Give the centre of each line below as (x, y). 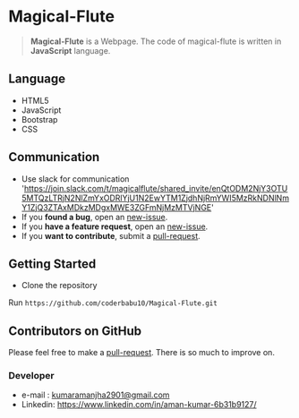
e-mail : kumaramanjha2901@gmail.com (95, 395)
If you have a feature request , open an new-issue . (115, 226)
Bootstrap (39, 119)
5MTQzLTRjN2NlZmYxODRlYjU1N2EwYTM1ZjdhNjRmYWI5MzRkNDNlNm (155, 198)
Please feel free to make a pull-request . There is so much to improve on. (141, 353)
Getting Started (52, 264)
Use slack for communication (75, 179)
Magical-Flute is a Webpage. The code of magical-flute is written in (156, 41)
